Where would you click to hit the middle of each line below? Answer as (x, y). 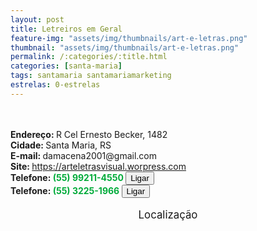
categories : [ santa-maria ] (66, 66)
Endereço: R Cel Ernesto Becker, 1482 (89, 134)
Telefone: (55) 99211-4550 (67, 177)
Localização (168, 214)
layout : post (37, 19)
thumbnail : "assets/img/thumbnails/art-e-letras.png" (125, 47)
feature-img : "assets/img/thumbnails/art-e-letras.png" (129, 38)
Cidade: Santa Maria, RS (61, 145)
